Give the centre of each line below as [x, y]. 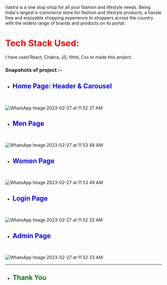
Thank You [29, 278]
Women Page [33, 161]
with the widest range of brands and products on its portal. [65, 23]
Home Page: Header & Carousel [62, 86]
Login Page [30, 198]
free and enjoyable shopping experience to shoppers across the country [79, 18]
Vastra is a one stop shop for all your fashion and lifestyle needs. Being [78, 7]
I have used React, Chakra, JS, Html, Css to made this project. [69, 57]
